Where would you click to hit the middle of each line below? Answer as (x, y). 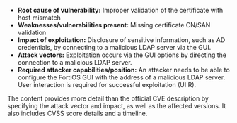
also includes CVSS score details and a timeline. (77, 113)
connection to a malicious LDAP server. (75, 62)
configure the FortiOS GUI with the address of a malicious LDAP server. (121, 77)
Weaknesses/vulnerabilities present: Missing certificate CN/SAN (114, 25)
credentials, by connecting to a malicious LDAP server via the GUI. (114, 47)
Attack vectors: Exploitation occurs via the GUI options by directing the (122, 55)
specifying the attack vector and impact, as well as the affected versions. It (117, 106)
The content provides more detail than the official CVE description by (108, 98)
